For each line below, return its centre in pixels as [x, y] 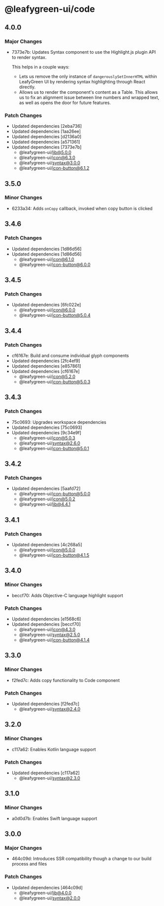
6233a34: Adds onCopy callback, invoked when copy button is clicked [82, 208]
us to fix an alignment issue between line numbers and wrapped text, [89, 97]
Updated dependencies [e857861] [46, 366]
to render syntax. [29, 57]
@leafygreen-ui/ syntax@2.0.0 [50, 898]
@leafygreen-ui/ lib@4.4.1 [45, 504]
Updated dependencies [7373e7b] [47, 147]
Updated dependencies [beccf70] [46, 624]
